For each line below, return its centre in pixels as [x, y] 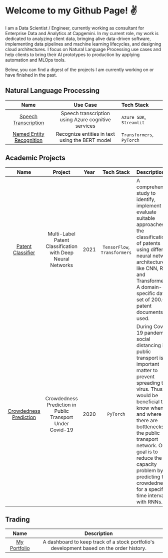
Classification [61, 246]
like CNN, [147, 268]
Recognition [28, 140]
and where [149, 414]
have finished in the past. [31, 75]
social [143, 339]
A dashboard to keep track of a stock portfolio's [99, 542]
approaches [151, 224]
